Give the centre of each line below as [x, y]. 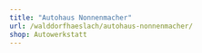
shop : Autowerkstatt [49, 34]
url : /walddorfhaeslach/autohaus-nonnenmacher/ [101, 26]
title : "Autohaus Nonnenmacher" [71, 18]
